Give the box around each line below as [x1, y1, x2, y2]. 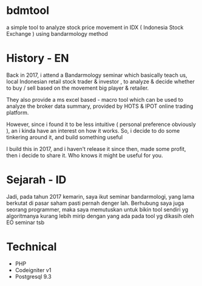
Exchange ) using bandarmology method [6, 30, 108, 37]
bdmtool [6, 4, 50, 18]
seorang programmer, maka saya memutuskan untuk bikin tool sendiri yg [6, 205, 189, 213]
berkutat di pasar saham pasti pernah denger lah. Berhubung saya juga [6, 199, 184, 207]
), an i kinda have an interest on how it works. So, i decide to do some [6, 127, 180, 134]
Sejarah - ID [6, 173, 67, 187]
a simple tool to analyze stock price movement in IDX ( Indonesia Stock [6, 24, 184, 31]
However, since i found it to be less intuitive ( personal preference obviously [6, 121, 196, 128]
